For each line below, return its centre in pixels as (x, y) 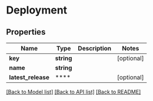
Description (95, 48)
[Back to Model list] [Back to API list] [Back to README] (74, 92)
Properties (26, 32)
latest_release (29, 77)
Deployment (37, 10)
